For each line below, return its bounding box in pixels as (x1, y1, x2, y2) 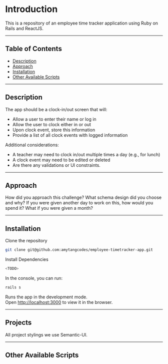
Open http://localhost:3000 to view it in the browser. (5, 299, 113, 305)
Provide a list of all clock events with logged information (12, 132, 128, 138)
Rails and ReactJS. (5, 25, 44, 31)
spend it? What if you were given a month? (5, 205, 93, 211)
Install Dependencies (5, 256, 48, 262)
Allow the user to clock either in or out (12, 121, 91, 127)
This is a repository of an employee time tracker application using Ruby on (5, 20, 158, 26)
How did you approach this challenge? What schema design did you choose (5, 194, 161, 201)
